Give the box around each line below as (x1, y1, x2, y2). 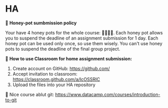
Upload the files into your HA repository (12, 82, 96, 88)
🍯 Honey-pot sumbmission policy (5, 20, 77, 26)
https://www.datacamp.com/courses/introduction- (55, 91, 160, 97)
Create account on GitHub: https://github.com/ (12, 65, 110, 71)
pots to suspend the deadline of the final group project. (5, 46, 120, 52)
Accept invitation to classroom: (12, 70, 77, 77)
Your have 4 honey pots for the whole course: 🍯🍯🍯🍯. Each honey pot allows (5, 29, 163, 35)
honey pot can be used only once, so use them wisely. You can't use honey (5, 40, 163, 46)
